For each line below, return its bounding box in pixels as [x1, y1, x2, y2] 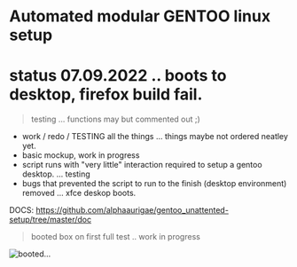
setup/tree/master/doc [9, 215, 91, 225]
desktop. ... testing [21, 169, 90, 179]
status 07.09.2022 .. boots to [9, 66, 227, 86]
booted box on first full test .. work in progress [30, 232, 201, 242]
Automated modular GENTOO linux [9, 6, 271, 27]
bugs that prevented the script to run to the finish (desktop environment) [21, 178, 287, 189]
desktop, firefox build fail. [9, 84, 203, 105]
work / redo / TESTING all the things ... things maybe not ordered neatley [21, 131, 288, 142]
